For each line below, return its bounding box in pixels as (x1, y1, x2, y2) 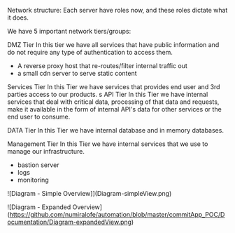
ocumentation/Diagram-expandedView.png (7, 218, 131, 226)
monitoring (17, 175, 49, 184)
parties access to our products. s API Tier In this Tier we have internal (7, 91, 208, 98)
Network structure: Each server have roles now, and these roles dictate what (7, 6, 228, 14)
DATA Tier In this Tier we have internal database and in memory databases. (7, 126, 224, 134)
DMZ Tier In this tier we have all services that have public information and (7, 41, 220, 48)
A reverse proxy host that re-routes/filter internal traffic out (17, 62, 187, 69)
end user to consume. (7, 112, 71, 121)
